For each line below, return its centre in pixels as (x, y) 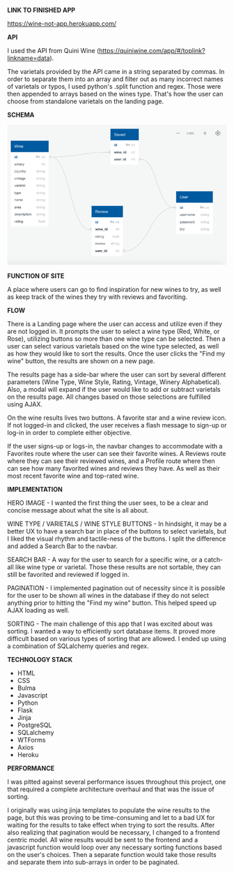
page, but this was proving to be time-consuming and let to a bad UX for (111, 817)
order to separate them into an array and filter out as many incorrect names (115, 79)
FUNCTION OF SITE (36, 276)
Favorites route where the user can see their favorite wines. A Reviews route (117, 453)
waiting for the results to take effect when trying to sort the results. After (111, 825)
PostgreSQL (34, 725)
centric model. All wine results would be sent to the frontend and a (103, 839)
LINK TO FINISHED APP (41, 10)
